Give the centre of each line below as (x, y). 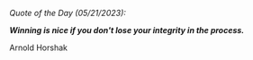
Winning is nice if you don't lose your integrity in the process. (127, 30)
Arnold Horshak (38, 47)
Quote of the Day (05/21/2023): (68, 13)
